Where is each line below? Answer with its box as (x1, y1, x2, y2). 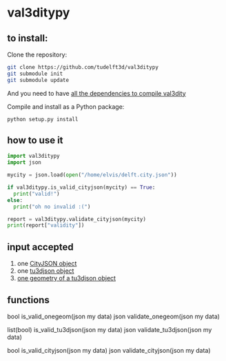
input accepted (7, 241, 74, 253)
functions (7, 294, 50, 306)
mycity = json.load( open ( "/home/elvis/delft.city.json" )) (7, 172, 177, 178)
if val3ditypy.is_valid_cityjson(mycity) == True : (7, 184, 156, 191)
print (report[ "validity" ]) (7, 222, 85, 229)
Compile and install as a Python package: (7, 102, 125, 111)
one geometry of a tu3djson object (17, 274, 116, 282)
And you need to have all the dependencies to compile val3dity (7, 89, 186, 97)
